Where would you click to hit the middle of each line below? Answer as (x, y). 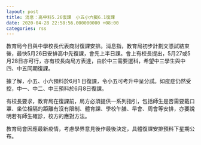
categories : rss (26, 28)
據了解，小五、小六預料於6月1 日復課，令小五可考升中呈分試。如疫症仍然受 (99, 81)
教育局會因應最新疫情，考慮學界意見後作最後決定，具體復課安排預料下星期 (98, 129)
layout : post (22, 12)
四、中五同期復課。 (30, 69)
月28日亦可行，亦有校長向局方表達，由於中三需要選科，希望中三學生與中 (96, 61)
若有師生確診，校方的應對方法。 (51, 116)
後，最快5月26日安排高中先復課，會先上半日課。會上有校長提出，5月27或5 (98, 54)
